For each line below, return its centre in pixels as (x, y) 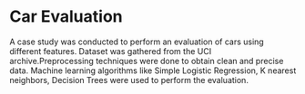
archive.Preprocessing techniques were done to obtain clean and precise (147, 61)
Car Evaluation (66, 17)
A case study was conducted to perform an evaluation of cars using (137, 42)
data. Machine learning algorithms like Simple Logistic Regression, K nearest (153, 70)
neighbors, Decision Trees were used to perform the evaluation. (129, 80)
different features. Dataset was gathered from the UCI (111, 51)
